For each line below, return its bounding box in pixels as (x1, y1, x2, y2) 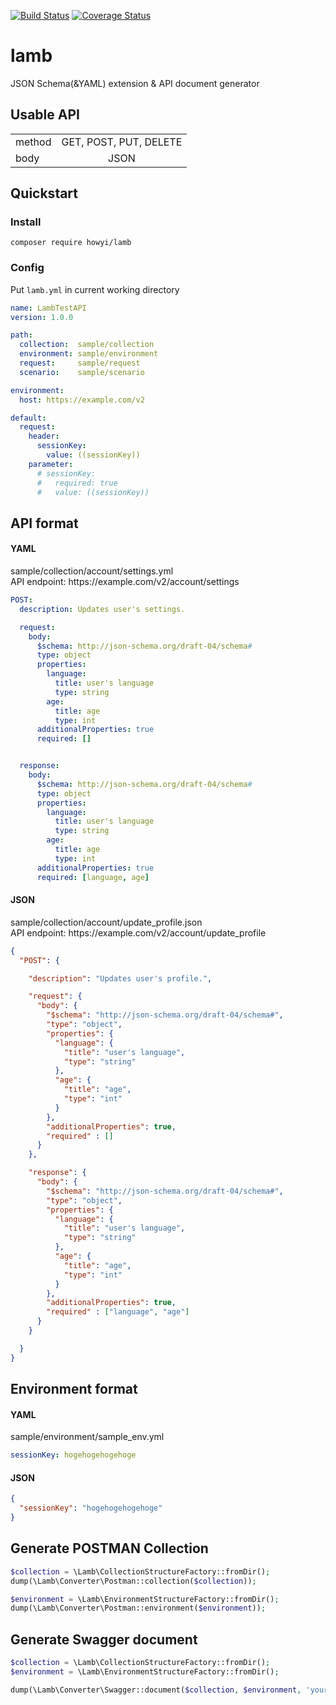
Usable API (10, 106, 80, 124)
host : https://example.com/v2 (19, 395, 145, 405)
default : (10, 413, 47, 423)
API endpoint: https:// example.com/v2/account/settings (10, 576, 240, 588)
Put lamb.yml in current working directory (10, 283, 180, 295)
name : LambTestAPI (10, 303, 87, 313)
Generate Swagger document (10, 1631, 198, 1648)
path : (10, 330, 33, 340)
